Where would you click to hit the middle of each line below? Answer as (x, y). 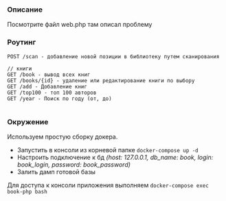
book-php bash (27, 191)
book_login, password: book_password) (74, 164)
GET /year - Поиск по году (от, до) (59, 98)
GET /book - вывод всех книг (49, 74)
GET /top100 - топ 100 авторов (52, 93)
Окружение (28, 121)
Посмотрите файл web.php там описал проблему (80, 25)
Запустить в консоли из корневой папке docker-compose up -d (108, 150)
